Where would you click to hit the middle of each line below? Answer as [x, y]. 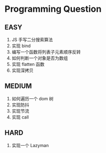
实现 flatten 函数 [28, 64]
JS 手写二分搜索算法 [32, 40]
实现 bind [21, 46]
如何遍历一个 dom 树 [32, 98]
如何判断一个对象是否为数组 [40, 58]
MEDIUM [18, 86]
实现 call [20, 117]
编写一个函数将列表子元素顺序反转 [46, 52]
